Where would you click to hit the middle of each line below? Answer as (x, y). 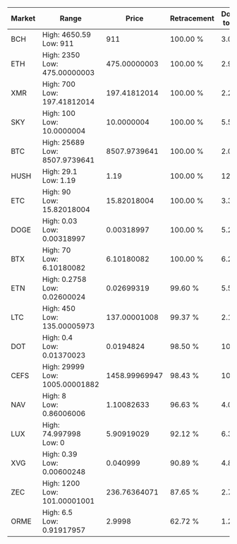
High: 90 (56, 192)
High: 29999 (63, 367)
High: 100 (59, 113)
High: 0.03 (60, 221)
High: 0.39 (60, 454)
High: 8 (54, 396)
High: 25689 (63, 142)
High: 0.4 (57, 337)
